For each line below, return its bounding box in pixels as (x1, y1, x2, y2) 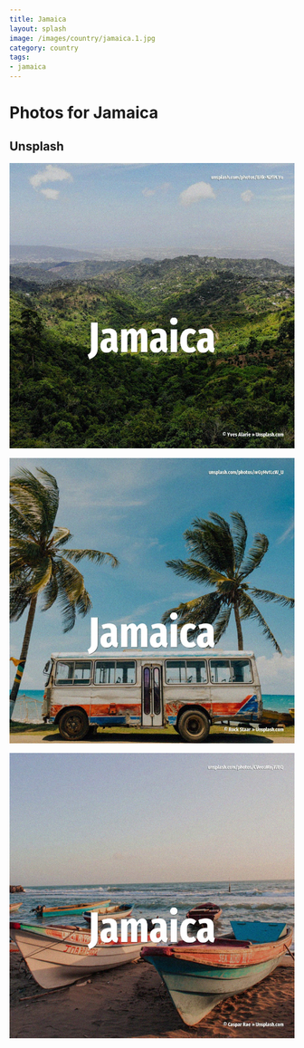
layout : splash (9, 24, 67, 34)
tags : (9, 53, 30, 62)
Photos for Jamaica (9, 102, 158, 123)
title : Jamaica (9, 14, 67, 24)
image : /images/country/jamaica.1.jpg (9, 34, 156, 43)
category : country (9, 43, 79, 53)
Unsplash (9, 139, 65, 154)
